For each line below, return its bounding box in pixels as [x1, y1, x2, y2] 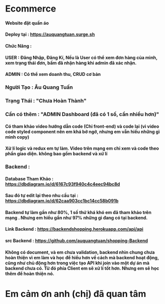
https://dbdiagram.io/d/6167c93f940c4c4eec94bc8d [5, 181, 120, 187]
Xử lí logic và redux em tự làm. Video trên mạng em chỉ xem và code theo [5, 145, 159, 151]
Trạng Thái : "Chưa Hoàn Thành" [5, 97, 86, 104]
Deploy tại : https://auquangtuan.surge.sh [5, 31, 95, 38]
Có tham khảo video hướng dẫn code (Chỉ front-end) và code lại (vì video [5, 123, 159, 129]
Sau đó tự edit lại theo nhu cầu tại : [5, 192, 78, 198]
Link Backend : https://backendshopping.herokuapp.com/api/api [5, 226, 143, 232]
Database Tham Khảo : [5, 175, 53, 181]
